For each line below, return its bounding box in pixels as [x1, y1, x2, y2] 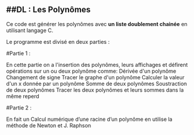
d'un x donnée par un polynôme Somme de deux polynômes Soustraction [6, 80, 187, 87]
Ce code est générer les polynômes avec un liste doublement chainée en [6, 20, 187, 27]
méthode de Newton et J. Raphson [6, 121, 91, 129]
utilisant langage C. [6, 27, 54, 34]
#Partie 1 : [6, 50, 31, 57]
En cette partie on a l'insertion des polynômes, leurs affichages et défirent [6, 61, 188, 68]
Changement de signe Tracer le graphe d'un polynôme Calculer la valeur [6, 73, 184, 81]
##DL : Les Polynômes [6, 5, 91, 15]
